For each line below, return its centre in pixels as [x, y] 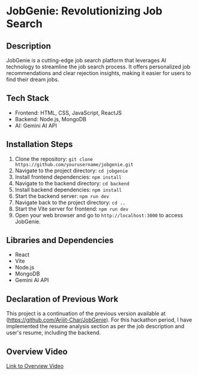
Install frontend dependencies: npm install [68, 177]
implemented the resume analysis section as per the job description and [95, 326]
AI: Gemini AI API [36, 125]
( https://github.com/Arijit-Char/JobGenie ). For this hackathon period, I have [99, 320]
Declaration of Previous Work [62, 299]
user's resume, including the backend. [53, 333]
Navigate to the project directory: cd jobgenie [71, 170]
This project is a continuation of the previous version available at [86, 314]
